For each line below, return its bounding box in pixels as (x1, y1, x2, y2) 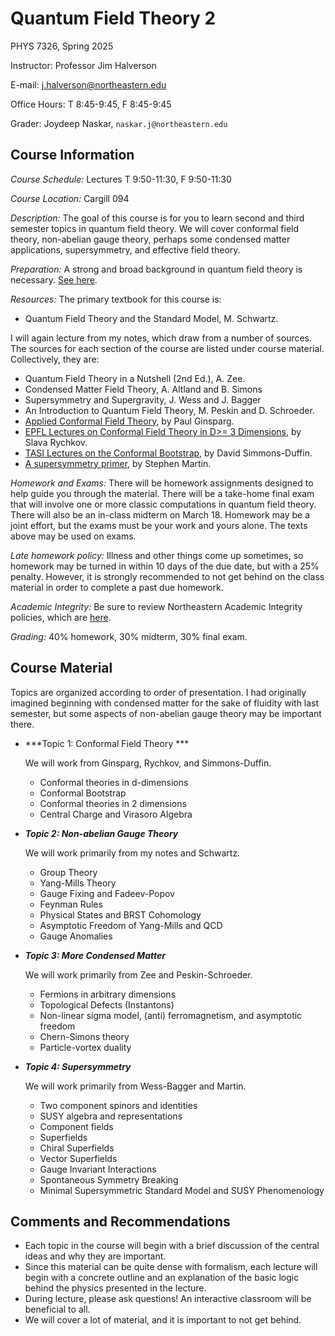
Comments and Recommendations (10, 1213, 231, 1230)
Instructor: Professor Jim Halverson (10, 59, 157, 71)
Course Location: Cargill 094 (10, 192, 130, 204)
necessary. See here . (10, 273, 98, 286)
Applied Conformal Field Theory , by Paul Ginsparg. (24, 415, 235, 427)
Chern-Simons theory (39, 1030, 130, 1042)
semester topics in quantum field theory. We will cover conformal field (10, 222, 300, 234)
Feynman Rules (39, 898, 103, 910)
